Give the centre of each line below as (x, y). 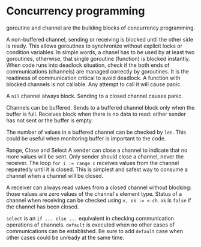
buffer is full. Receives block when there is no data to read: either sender (96, 114)
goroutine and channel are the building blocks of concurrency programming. (101, 28)
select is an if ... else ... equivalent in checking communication (90, 218)
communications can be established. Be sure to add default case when (94, 231)
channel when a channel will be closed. (55, 175)
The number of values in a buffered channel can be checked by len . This (96, 132)
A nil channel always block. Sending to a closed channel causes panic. (94, 96)
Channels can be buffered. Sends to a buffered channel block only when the (100, 107)
